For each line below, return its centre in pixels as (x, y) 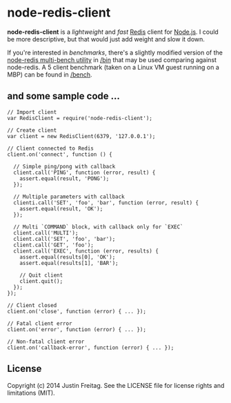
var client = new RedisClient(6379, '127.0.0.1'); (81, 136)
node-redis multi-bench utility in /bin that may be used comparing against (112, 59)
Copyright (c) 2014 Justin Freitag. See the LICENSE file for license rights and (116, 385)
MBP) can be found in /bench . (50, 75)
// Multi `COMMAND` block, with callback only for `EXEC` (99, 227)
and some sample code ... (64, 96)
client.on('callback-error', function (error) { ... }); (91, 347)
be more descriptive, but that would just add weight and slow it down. (106, 39)
